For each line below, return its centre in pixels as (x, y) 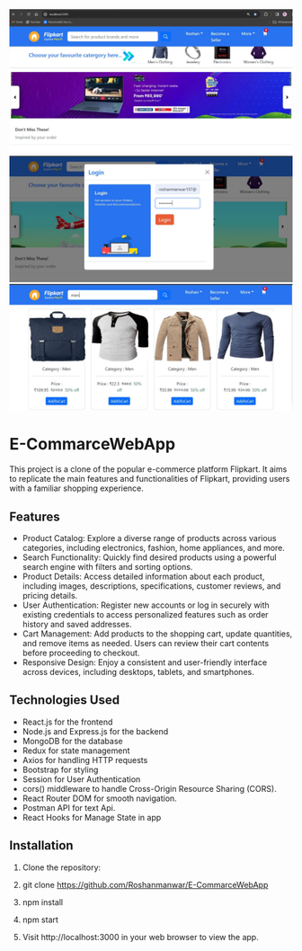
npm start (40, 920)
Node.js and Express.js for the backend (95, 731)
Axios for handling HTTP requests (85, 760)
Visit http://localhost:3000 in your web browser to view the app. (140, 937)
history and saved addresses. (77, 624)
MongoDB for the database (72, 741)
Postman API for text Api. (69, 807)
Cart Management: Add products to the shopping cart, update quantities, (157, 634)
